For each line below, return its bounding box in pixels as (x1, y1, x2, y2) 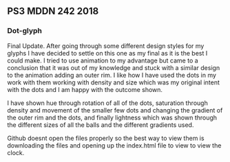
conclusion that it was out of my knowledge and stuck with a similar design (7, 63, 220, 71)
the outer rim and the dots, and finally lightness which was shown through (7, 113, 218, 121)
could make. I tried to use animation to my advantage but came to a (7, 56, 198, 65)
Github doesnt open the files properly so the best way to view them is (7, 134, 205, 142)
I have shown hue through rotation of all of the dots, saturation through (7, 99, 208, 107)
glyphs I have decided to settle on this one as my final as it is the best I (7, 49, 208, 57)
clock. (7, 148, 25, 157)
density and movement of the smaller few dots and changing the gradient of (7, 106, 223, 114)
